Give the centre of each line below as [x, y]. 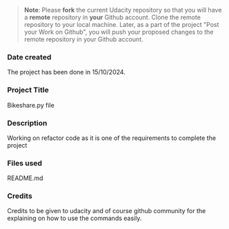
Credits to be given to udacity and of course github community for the [107, 211]
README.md [25, 178]
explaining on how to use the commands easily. [74, 218]
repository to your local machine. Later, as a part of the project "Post [121, 24]
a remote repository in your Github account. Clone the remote [112, 17]
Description [27, 123]
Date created [29, 57]
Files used [25, 163]
